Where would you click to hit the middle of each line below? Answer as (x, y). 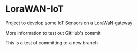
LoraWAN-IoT (34, 9)
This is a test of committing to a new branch (52, 43)
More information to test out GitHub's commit (53, 33)
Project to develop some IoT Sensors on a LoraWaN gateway (69, 23)
